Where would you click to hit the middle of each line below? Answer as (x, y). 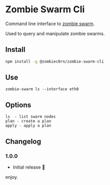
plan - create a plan (28, 121)
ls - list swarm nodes (31, 117)
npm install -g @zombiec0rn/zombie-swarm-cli (54, 61)
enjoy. (12, 177)
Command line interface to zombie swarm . (50, 24)
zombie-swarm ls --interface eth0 (42, 89)
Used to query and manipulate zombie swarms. (55, 33)
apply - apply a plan (28, 126)
